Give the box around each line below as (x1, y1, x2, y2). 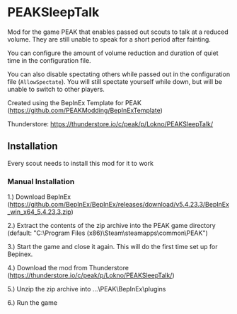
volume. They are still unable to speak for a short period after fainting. (7, 35, 211, 43)
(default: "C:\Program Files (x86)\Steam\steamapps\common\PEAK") (7, 229, 209, 237)
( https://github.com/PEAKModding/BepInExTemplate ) (7, 106, 163, 114)
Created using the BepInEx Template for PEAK (7, 98, 141, 107)
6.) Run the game (7, 298, 58, 307)
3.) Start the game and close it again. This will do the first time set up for (7, 243, 218, 251)
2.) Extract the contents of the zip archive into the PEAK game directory (7, 222, 216, 230)
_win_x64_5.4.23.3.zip (7, 207, 72, 216)
